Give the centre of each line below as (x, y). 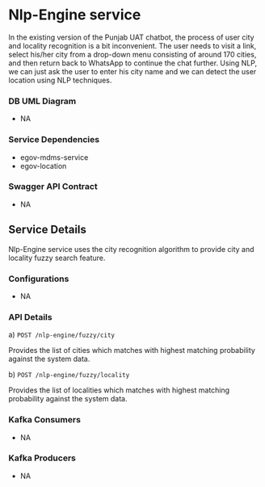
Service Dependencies (54, 140)
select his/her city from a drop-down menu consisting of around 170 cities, (132, 54)
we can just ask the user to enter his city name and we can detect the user (132, 71)
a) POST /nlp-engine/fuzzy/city (62, 335)
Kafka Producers (42, 458)
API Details (30, 317)
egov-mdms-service (54, 157)
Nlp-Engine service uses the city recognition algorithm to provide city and (131, 249)
